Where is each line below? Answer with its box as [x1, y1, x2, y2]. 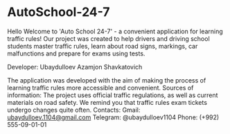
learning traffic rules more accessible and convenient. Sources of [7, 83, 194, 92]
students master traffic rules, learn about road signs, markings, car [7, 42, 198, 50]
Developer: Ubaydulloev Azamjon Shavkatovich [7, 62, 143, 71]
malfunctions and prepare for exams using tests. [7, 49, 145, 58]
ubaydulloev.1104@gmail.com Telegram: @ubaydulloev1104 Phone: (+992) [7, 112, 220, 122]
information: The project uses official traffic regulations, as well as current [7, 91, 218, 99]
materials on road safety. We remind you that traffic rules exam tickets [7, 98, 208, 106]
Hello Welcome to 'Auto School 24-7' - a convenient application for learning [7, 27, 223, 35]
